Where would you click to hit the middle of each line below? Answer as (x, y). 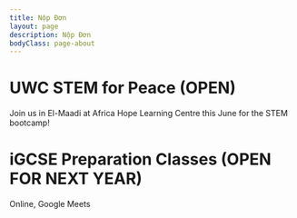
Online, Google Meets (50, 204)
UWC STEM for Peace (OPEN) (123, 88)
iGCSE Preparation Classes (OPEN (140, 159)
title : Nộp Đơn (38, 18)
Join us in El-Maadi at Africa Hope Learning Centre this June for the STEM (149, 114)
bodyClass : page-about (52, 43)
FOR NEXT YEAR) (76, 179)
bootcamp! (30, 123)
